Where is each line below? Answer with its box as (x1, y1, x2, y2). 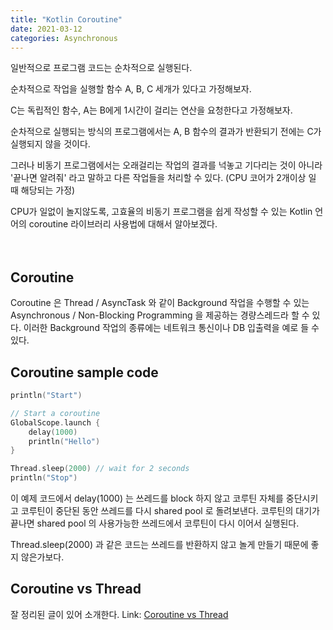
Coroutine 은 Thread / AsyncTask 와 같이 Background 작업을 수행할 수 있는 (10, 297, 310, 309)
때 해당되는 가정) (10, 184, 76, 196)
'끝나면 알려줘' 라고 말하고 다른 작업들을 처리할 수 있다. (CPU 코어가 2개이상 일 (10, 172, 317, 184)
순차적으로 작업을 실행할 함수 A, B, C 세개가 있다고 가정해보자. (10, 83, 252, 95)
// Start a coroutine (10, 408, 101, 418)
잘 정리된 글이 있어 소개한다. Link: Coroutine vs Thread (10, 608, 229, 620)
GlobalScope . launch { (10, 417, 101, 428)
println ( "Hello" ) (28, 436, 101, 446)
